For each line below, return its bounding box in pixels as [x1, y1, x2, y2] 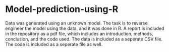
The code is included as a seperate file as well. [5, 41, 103, 47]
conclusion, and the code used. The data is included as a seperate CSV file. [5, 36, 163, 42]
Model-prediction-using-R [5, 3, 119, 15]
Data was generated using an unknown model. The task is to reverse [5, 20, 148, 26]
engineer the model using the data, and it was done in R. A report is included [5, 25, 164, 31]
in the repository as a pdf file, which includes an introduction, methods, [5, 30, 153, 36]
